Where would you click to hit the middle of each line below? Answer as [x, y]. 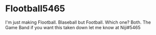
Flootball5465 [35, 9]
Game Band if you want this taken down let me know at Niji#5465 [73, 27]
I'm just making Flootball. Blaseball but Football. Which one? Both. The [78, 22]
